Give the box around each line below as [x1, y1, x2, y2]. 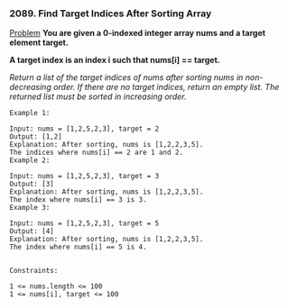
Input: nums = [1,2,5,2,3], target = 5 [9, 219, 160, 228]
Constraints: [9, 267, 59, 276]
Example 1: [9, 109, 51, 118]
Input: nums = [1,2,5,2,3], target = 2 [9, 124, 160, 133]
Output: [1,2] [9, 132, 63, 141]
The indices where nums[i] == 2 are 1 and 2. [9, 148, 183, 158]
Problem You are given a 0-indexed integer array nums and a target [9, 28, 266, 39]
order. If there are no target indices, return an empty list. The [52, 82, 280, 93]
